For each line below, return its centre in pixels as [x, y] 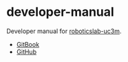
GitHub [26, 52]
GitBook [28, 44]
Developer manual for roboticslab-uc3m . [64, 31]
